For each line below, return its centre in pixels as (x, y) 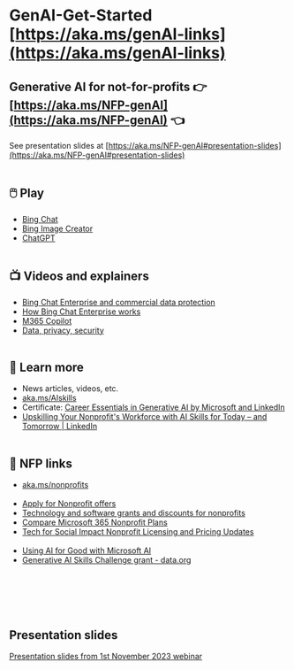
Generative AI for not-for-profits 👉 (108, 86)
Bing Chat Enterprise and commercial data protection (119, 302)
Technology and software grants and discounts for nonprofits (133, 513)
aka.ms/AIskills (49, 398)
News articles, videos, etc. (70, 389)
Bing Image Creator (57, 228)
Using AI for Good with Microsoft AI (87, 551)
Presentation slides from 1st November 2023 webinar (106, 657)
